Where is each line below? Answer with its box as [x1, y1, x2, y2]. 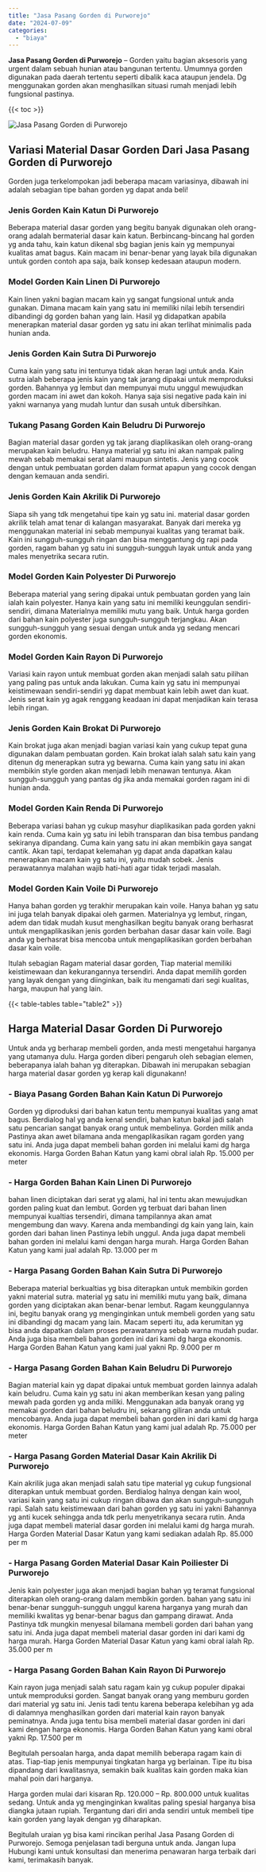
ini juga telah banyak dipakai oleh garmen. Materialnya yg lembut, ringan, [8, 910, 248, 919]
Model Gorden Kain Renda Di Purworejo [8, 803, 164, 814]
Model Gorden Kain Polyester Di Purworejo [8, 571, 176, 582]
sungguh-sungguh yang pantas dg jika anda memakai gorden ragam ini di [8, 775, 250, 784]
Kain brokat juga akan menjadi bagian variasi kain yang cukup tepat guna [8, 741, 248, 750]
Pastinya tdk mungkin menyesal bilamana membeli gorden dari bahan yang [8, 1619, 254, 1628]
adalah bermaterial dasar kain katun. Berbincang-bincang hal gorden [29, 231, 255, 241]
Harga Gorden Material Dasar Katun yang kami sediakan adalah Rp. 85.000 [8, 1529, 254, 1539]
